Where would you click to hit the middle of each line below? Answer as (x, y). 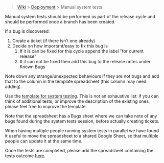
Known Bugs (32, 67)
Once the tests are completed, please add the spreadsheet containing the (79, 151)
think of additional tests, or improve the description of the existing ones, (78, 101)
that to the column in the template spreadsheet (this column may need (76, 81)
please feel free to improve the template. (46, 106)
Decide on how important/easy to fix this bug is (60, 46)
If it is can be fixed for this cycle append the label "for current (82, 51)
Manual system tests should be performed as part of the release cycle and (80, 16)
